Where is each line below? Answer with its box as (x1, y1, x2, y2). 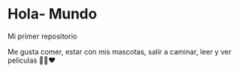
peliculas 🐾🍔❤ (7, 55, 56, 65)
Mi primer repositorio (7, 31, 77, 41)
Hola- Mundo (7, 5, 97, 23)
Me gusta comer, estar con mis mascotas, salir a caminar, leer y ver (7, 47, 232, 56)
